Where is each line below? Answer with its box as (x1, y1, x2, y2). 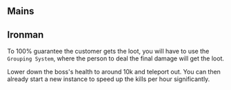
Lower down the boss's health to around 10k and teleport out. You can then (7, 68, 221, 76)
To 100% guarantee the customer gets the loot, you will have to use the (7, 47, 210, 56)
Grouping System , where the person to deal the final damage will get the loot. (7, 54, 225, 63)
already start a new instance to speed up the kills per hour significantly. (7, 75, 210, 83)
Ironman (7, 29, 44, 41)
